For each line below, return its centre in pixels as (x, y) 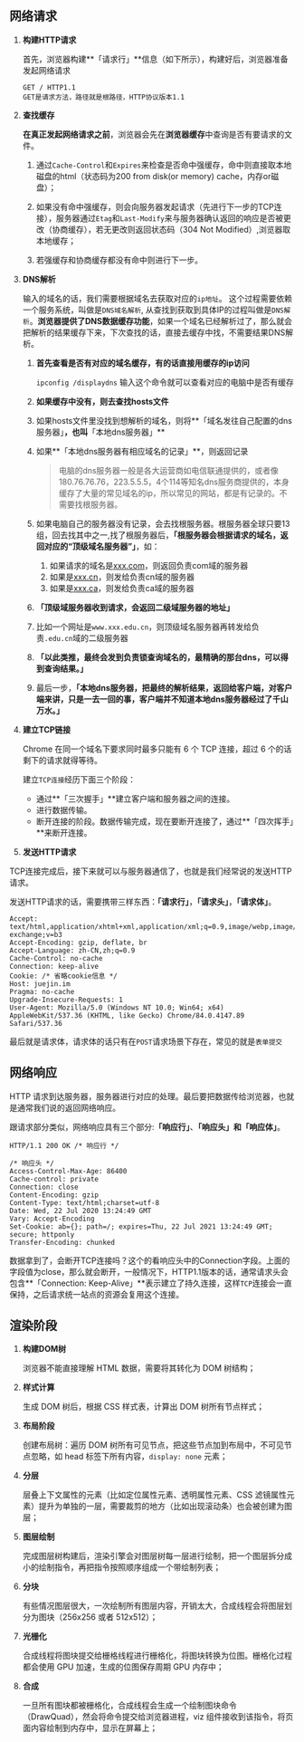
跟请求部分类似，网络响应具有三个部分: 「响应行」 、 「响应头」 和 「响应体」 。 (147, 1126)
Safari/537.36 (36, 1023)
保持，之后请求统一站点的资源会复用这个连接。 (96, 1294)
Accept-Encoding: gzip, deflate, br (78, 943)
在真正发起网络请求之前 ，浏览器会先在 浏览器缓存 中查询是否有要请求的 (153, 134)
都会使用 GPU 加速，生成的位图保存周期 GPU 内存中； (123, 1667)
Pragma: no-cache (42, 991)
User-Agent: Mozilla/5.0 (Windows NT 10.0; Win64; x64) (117, 1008)
